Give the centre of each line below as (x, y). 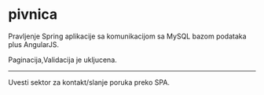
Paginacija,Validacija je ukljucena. (63, 60)
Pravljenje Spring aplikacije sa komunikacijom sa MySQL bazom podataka (127, 36)
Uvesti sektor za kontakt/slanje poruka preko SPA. (89, 82)
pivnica (33, 15)
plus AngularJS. (34, 44)
